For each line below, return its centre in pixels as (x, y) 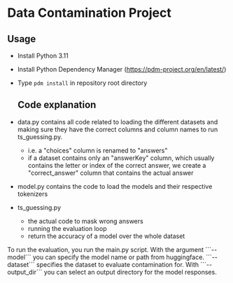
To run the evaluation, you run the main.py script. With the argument (106, 249)
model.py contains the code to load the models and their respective (115, 186)
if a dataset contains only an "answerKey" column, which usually (121, 158)
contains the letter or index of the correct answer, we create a (117, 165)
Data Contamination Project (89, 13)
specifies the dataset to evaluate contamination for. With (118, 264)
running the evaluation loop (67, 228)
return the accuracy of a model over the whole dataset (106, 236)
